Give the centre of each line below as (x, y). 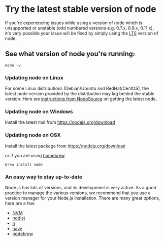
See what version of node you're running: (70, 54)
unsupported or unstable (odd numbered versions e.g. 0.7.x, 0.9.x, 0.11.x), (80, 28)
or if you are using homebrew (35, 155)
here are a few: (20, 203)
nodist (19, 218)
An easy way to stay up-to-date (44, 177)
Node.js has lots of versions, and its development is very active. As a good (81, 187)
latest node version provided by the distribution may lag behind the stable (80, 94)
